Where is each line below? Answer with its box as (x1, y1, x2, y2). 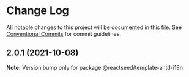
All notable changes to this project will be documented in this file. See (6, 24, 182, 31)
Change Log (6, 4, 69, 18)
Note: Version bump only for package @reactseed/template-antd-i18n (6, 64, 183, 71)
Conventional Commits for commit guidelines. (6, 30, 121, 37)
